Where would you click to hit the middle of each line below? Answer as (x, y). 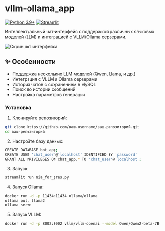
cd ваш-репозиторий (25, 131)
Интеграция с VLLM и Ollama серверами (55, 79)
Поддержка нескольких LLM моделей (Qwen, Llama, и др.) (74, 74)
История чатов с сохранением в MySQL (54, 84)
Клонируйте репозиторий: (40, 118)
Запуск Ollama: (28, 187)
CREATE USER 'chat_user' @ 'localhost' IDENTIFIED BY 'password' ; (72, 155)
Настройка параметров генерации (49, 94)
